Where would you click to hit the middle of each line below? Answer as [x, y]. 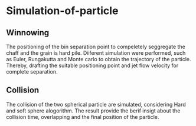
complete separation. [32, 72]
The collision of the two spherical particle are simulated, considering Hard [96, 104]
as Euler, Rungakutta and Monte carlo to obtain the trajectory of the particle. [99, 59]
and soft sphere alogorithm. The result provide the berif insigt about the [93, 111]
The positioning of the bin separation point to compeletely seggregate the [96, 47]
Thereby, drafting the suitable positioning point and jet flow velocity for [92, 65]
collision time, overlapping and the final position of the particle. [83, 117]
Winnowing [28, 33]
